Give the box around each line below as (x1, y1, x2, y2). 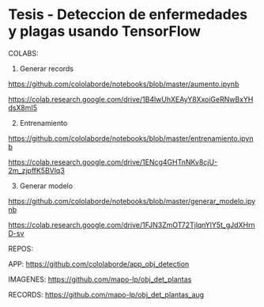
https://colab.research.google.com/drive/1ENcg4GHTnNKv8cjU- (8, 157, 218, 167)
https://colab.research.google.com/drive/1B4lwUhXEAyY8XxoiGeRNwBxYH (8, 94, 254, 104)
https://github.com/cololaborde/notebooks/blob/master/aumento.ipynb (8, 79, 239, 89)
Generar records (19, 63, 74, 73)
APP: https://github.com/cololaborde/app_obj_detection (8, 259, 190, 268)
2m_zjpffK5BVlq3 (8, 165, 65, 175)
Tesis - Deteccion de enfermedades (8, 6, 247, 24)
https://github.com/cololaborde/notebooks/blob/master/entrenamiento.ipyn (8, 133, 254, 143)
